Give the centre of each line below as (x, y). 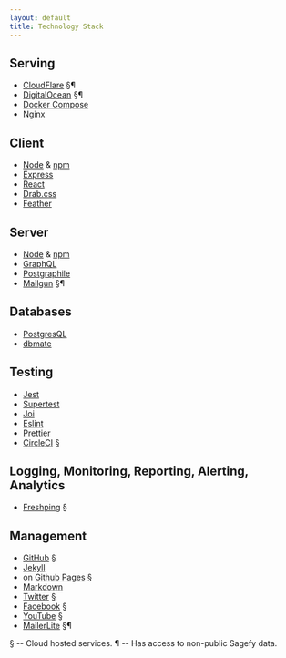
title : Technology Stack (56, 26)
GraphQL (40, 263)
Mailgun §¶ (44, 283)
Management (48, 535)
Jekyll (34, 568)
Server (29, 232)
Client (27, 143)
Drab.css (40, 194)
